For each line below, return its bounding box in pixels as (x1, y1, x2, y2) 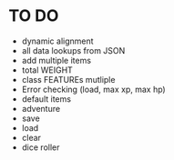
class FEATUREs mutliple (21, 74, 116, 85)
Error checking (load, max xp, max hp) (21, 84, 166, 95)
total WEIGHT (21, 65, 74, 75)
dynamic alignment (21, 35, 94, 46)
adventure (21, 103, 61, 114)
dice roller (21, 142, 60, 153)
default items (21, 93, 72, 105)
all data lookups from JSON (21, 45, 126, 55)
